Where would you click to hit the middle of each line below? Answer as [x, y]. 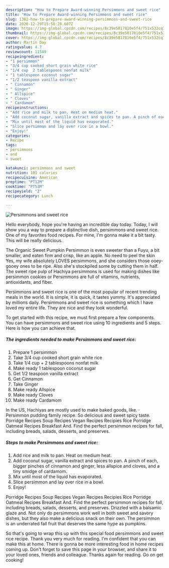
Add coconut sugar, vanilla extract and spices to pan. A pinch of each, [86, 460]
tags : [11, 145]
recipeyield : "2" [24, 192]
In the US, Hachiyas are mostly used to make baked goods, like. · [73, 410]
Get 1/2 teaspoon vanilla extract [46, 373]
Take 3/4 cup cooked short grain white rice [57, 357]
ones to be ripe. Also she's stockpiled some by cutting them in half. [89, 266]
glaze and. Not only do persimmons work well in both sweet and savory [79, 513]
